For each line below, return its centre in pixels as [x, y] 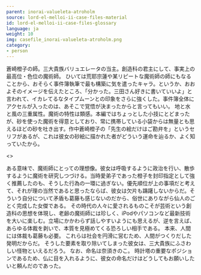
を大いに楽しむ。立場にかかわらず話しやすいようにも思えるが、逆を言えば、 [100, 220]
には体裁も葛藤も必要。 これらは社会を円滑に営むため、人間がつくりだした [99, 235]
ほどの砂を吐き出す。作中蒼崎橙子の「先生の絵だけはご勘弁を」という [103, 128]
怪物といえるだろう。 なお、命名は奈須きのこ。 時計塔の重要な [94, 250]
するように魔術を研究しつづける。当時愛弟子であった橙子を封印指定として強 [100, 175]
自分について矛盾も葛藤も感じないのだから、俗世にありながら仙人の [106, 198]
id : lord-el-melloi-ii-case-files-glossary [61, 23]
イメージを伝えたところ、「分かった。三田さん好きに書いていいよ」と [107, 91]
